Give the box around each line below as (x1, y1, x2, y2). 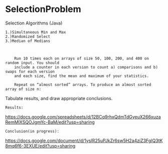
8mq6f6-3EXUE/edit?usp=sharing (5, 142, 76, 148)
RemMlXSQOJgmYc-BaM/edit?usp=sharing (5, 119, 95, 125)
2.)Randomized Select (5, 34, 51, 39)
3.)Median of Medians (5, 38, 51, 43)
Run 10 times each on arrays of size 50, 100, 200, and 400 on (14, 56, 149, 61)
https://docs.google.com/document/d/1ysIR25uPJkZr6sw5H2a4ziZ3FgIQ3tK (5, 137, 163, 143)
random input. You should (5, 60, 59, 65)
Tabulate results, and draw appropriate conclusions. (5, 95, 113, 101)
